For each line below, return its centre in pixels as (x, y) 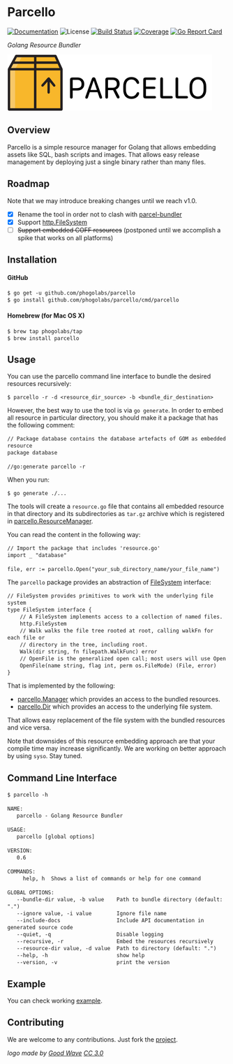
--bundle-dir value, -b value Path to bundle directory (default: (120, 900)
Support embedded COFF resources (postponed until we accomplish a (119, 230)
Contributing (36, 1022)
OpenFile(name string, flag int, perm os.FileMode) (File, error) (118, 666)
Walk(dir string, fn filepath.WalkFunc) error (89, 652)
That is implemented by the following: (61, 686)
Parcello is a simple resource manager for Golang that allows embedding (112, 147)
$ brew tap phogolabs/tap (45, 331)
